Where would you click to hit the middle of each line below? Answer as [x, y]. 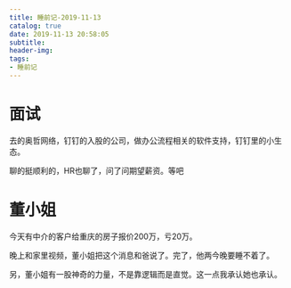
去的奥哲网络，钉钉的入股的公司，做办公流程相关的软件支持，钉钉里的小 [141, 140]
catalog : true [36, 26]
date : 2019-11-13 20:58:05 [59, 34]
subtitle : [28, 42]
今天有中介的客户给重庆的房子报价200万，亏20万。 [103, 236]
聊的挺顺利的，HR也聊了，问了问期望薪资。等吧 [97, 170]
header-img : [31, 51]
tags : [19, 59]
